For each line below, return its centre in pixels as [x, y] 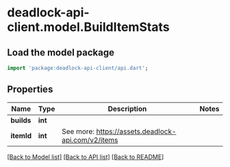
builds [21, 120]
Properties [30, 89]
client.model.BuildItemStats [88, 27]
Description [127, 109]
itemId [21, 136]
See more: [78, 131]
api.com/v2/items [90, 140]
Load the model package [61, 52]
